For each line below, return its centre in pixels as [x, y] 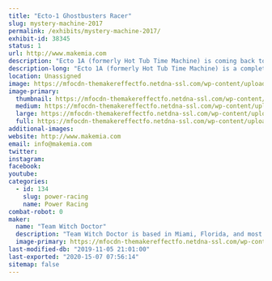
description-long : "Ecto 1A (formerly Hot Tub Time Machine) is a [123, 69]
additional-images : [41, 129]
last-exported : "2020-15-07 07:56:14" [74, 257]
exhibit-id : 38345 [39, 38]
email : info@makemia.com [50, 144]
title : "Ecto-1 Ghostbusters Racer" [70, 16]
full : [25, 121]
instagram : [27, 159]
